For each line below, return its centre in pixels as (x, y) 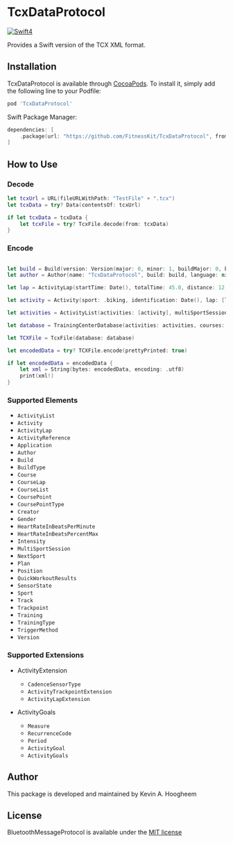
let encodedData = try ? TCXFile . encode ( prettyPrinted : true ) (97, 351)
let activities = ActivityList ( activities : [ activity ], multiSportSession (118, 313)
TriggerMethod (37, 630)
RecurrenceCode (49, 733)
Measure (38, 726)
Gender (27, 520)
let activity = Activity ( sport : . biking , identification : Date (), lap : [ (116, 300)
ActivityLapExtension (59, 699)
